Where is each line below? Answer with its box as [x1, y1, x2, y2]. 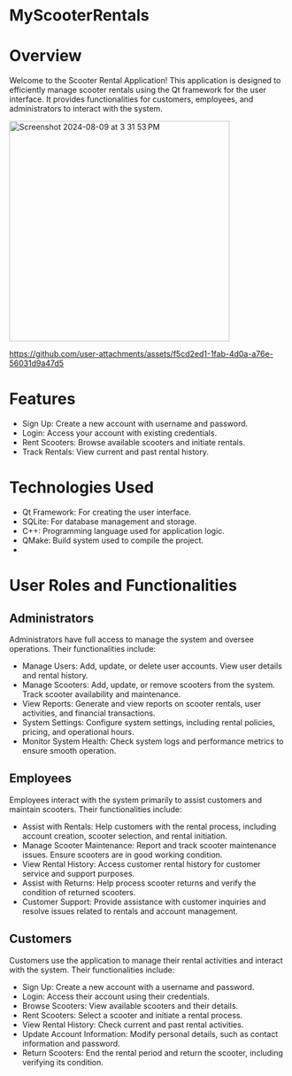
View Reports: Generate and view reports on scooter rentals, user [21, 699, 262, 708]
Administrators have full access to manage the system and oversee [9, 634, 255, 645]
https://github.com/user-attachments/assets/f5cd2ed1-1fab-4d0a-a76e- [9, 349, 274, 360]
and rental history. [21, 670, 88, 680]
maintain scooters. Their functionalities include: [9, 803, 182, 815]
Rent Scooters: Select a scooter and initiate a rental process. [21, 1010, 243, 1020]
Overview [9, 46, 82, 66]
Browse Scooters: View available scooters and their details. [21, 1000, 239, 1010]
